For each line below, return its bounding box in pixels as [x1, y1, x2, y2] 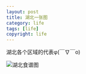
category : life [6, 20, 45, 26]
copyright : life [6, 31, 47, 37]
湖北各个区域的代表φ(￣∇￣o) [6, 49, 81, 56]
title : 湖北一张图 [6, 14, 48, 20]
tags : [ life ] [6, 25, 39, 32]
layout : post [6, 8, 39, 15]
